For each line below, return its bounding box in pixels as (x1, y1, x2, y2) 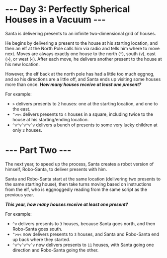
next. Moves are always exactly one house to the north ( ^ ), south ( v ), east (5, 51, 156, 57)
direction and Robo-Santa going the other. (12, 247, 99, 253)
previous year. (5, 191, 34, 197)
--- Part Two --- (5, 145, 72, 156)
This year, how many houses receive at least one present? (5, 201, 128, 207)
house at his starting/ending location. (12, 116, 89, 122)
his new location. (5, 61, 40, 67)
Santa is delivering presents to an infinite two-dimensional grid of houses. (5, 30, 157, 36)
